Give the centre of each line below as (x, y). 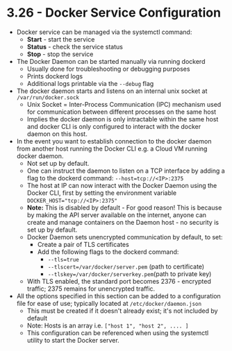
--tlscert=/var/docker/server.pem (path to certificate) (126, 266)
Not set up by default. (58, 163)
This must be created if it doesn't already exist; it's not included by (122, 311)
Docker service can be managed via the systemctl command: (104, 32)
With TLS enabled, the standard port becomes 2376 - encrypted (119, 281)
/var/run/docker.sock (48, 97)
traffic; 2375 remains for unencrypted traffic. (91, 289)
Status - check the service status (75, 46)
